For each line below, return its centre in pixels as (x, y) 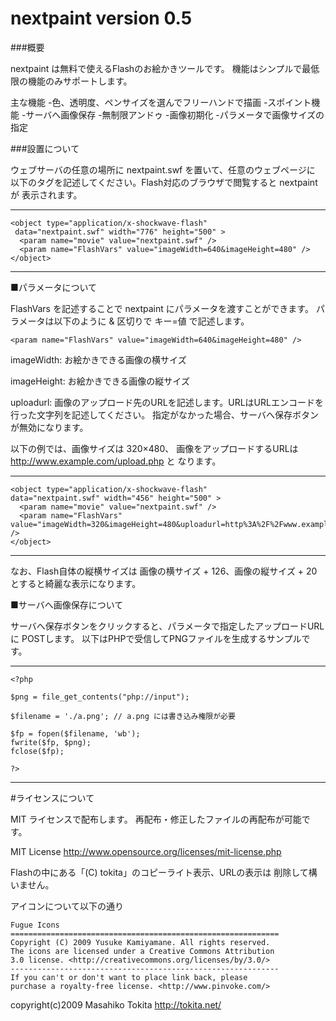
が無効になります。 (49, 427)
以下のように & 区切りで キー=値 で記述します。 (151, 321)
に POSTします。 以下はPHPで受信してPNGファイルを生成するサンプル (156, 638)
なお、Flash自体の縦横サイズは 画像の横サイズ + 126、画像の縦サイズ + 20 (164, 571)
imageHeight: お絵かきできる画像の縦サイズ (100, 381)
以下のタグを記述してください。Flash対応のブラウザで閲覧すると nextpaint (164, 182)
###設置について (45, 148)
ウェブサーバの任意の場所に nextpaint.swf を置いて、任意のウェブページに (163, 169)
